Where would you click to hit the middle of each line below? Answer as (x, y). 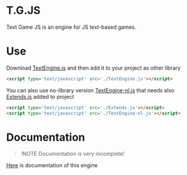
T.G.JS (23, 10)
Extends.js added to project (40, 96)
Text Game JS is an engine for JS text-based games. (71, 27)
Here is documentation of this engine (52, 165)
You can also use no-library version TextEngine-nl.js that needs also (91, 90)
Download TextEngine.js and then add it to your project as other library (93, 68)
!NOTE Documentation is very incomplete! (73, 154)
